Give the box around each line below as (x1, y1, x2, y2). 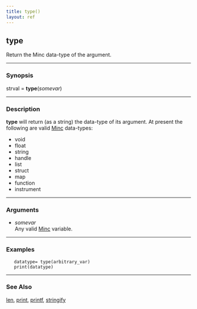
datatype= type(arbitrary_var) (13, 259, 91, 264)
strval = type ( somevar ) (6, 84, 63, 91)
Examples (6, 246, 35, 254)
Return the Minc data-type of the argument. (6, 51, 112, 59)
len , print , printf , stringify (6, 296, 66, 303)
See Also (6, 283, 32, 291)
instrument (14, 185, 41, 192)
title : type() (6, 8, 41, 15)
